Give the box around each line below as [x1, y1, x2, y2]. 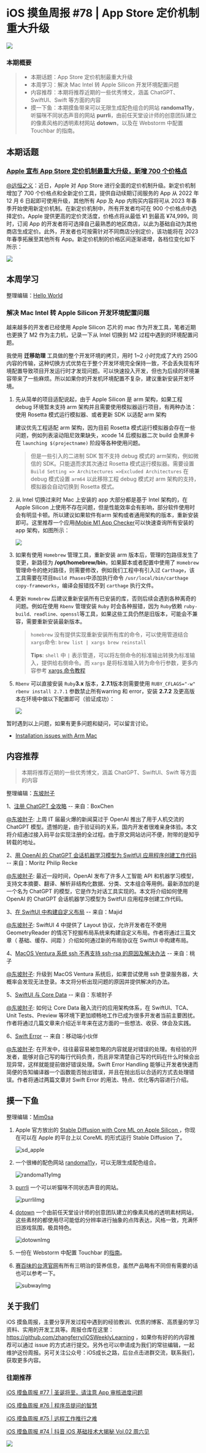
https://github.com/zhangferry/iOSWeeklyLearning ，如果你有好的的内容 [6, 1333, 190, 1341]
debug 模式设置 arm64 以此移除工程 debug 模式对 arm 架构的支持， [30, 475, 199, 482]
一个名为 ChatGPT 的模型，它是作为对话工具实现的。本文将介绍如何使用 [6, 887, 188, 894]
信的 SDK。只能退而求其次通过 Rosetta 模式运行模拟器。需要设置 [30, 460, 194, 467]
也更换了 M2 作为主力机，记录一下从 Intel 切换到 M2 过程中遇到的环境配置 [6, 331, 193, 338]
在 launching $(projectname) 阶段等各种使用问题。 [15, 440, 144, 447]
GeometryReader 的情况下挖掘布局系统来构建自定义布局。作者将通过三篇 [6, 929, 191, 936]
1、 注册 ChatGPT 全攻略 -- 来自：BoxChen [6, 802, 114, 810]
